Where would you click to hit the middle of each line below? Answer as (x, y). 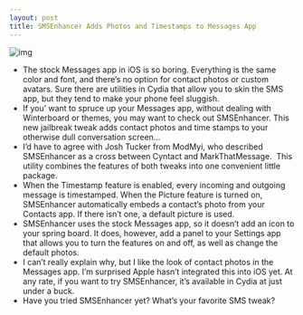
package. (40, 175)
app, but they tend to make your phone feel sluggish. (121, 98)
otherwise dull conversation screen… (91, 137)
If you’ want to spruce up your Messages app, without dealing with (147, 108)
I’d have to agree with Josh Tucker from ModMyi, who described (143, 147)
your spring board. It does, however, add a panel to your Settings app (152, 233)
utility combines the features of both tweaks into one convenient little (151, 166)
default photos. (51, 252)
